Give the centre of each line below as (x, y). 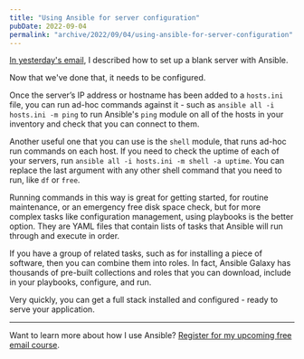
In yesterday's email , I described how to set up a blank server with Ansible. (149, 61)
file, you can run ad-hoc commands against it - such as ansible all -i (142, 105)
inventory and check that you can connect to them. (104, 124)
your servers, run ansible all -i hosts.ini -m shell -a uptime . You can (147, 161)
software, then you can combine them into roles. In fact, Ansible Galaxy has (150, 263)
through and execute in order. (65, 236)
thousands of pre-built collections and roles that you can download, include (150, 273)
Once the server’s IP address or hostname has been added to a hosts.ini (146, 95)
